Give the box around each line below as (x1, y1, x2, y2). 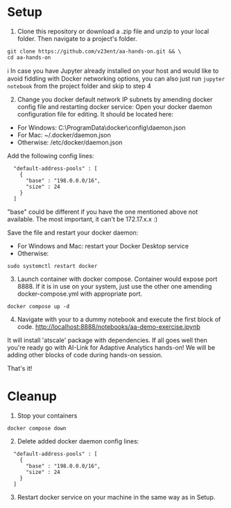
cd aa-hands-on (7, 53, 51, 61)
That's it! (7, 364, 33, 372)
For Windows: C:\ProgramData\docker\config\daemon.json (17, 123, 186, 132)
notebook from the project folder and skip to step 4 (7, 81, 151, 90)
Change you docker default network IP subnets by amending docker (17, 95, 213, 103)
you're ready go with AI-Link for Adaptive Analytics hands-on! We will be (7, 343, 216, 351)
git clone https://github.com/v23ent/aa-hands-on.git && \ (7, 48, 182, 55)
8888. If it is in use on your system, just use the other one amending (17, 282, 212, 290)
